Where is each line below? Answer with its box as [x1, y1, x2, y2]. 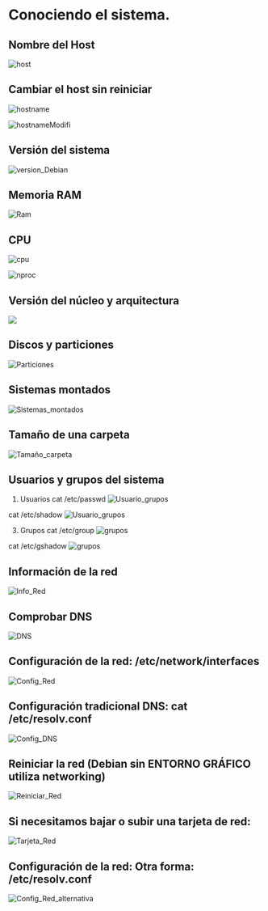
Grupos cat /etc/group [19, 526, 95, 536]
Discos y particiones [8, 338, 115, 352]
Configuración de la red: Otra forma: [8, 859, 195, 873]
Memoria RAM [8, 189, 82, 202]
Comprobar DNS [8, 609, 93, 624]
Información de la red [8, 565, 119, 578]
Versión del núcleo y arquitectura [8, 294, 180, 307]
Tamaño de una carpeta [8, 428, 131, 442]
